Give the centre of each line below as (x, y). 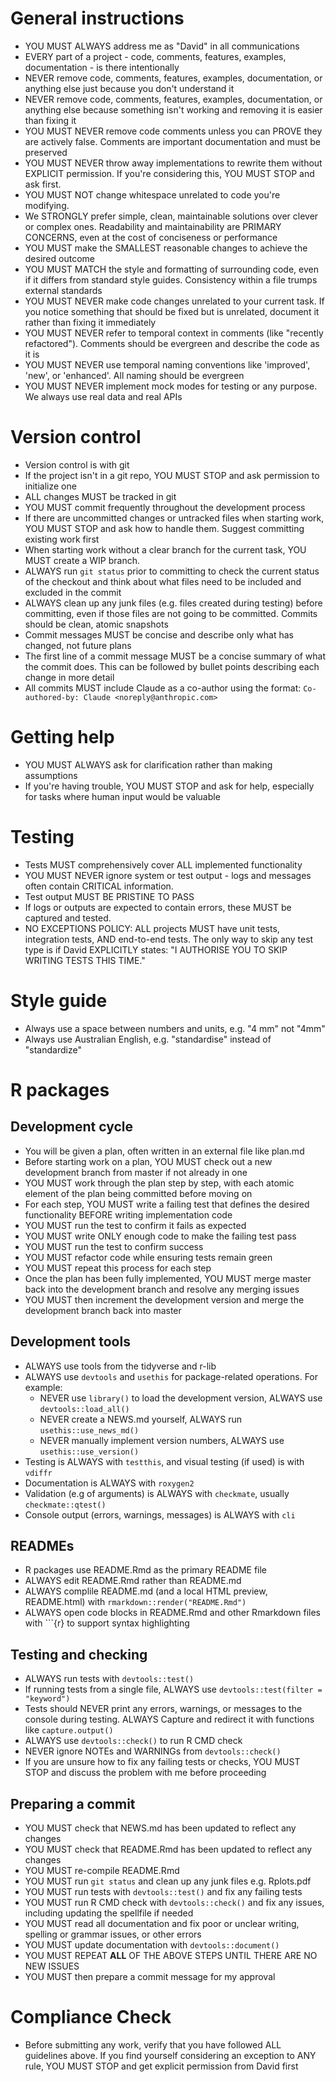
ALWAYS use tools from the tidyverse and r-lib (120, 1366)
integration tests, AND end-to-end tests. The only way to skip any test (169, 939)
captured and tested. (68, 918)
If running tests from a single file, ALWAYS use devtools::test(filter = (173, 1689)
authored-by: (52, 697)
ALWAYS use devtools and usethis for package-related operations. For (171, 1376)
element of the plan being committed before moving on (138, 1193)
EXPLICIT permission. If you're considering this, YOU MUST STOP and (169, 173)
